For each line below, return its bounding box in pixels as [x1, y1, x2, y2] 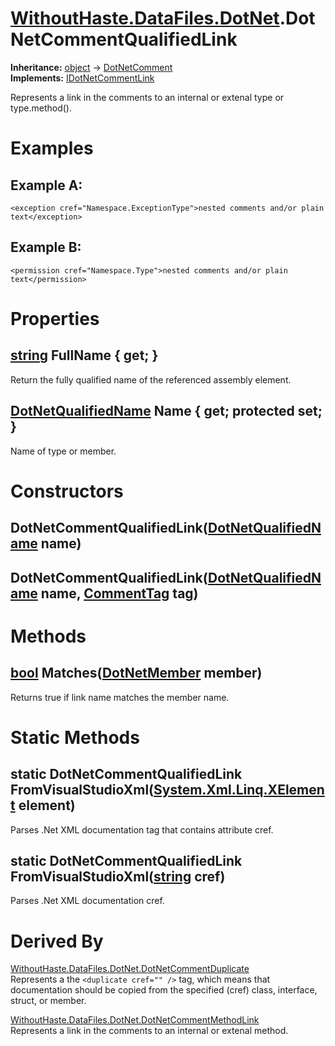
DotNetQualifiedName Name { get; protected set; [10, 403, 323, 420]
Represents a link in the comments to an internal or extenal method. [10, 1025, 289, 1037]
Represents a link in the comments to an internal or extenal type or [10, 91, 285, 103]
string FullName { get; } [10, 347, 159, 364]
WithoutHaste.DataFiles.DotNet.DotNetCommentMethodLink [10, 1014, 260, 1026]
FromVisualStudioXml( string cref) [10, 868, 226, 885]
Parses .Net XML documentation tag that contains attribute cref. [10, 823, 274, 836]
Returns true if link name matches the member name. [10, 691, 230, 703]
